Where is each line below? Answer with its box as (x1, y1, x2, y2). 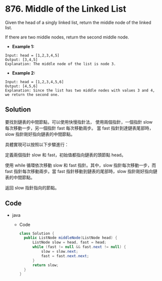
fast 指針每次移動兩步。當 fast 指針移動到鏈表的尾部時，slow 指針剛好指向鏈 (5, 168, 158, 174)
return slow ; (32, 262, 59, 267)
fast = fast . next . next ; (41, 253, 89, 259)
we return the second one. (5, 92, 60, 97)
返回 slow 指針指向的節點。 (5, 185, 60, 190)
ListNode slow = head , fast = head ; (32, 240, 107, 245)
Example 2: (12, 70, 35, 76)
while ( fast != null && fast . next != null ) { (32, 244, 126, 249)
